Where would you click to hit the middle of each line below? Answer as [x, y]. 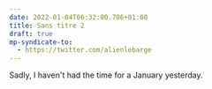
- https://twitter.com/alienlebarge [84, 50]
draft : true [31, 33]
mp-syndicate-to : [41, 42]
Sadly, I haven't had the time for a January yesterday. [106, 75]
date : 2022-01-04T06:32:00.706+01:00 [79, 17]
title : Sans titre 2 [47, 26]
